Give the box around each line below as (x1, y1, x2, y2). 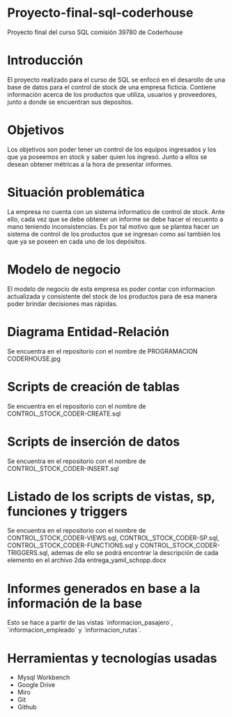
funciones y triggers (7, 504, 127, 519)
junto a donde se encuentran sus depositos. (7, 98, 134, 106)
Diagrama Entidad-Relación (7, 324, 169, 340)
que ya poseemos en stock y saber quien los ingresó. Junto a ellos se (7, 152, 208, 161)
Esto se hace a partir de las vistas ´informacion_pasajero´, (7, 619, 173, 627)
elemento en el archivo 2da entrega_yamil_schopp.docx (7, 556, 167, 564)
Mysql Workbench (17, 673, 70, 681)
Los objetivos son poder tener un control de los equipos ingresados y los (7, 145, 217, 153)
